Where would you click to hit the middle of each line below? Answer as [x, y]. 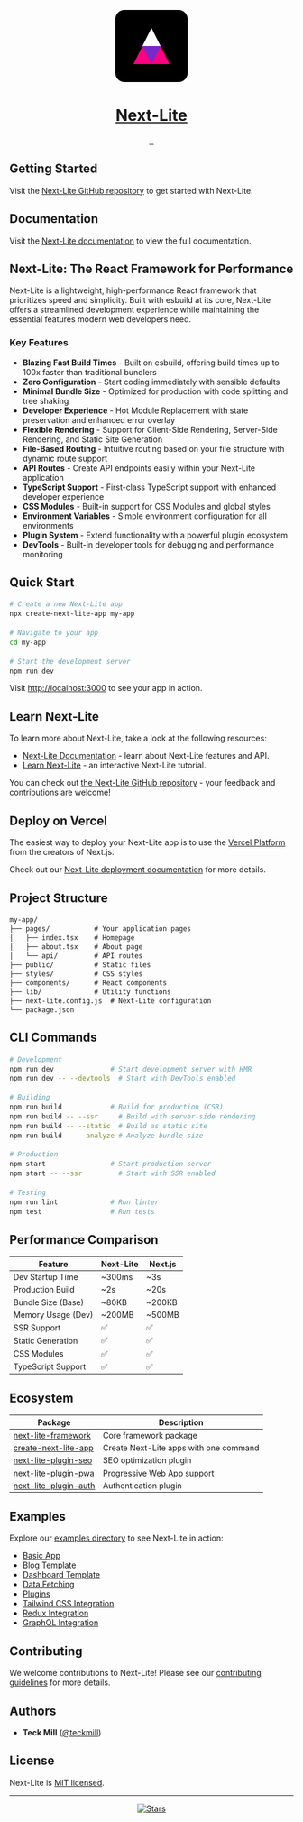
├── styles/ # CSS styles [76, 974]
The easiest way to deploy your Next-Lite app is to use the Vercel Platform [147, 842]
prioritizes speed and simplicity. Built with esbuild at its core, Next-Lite [140, 300]
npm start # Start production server [110, 1164]
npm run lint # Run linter [84, 1202]
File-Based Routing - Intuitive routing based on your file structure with [153, 448]
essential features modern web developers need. [101, 319]
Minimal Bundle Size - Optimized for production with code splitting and [155, 391]
